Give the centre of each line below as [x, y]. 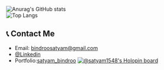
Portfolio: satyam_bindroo [45, 60]
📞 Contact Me [30, 34]
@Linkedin [28, 54]
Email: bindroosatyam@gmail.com [56, 48]
